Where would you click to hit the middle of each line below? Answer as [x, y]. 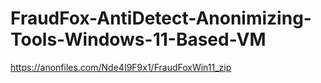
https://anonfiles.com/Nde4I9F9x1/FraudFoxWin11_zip [121, 67]
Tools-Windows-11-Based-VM [138, 39]
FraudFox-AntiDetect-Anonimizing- [161, 18]
